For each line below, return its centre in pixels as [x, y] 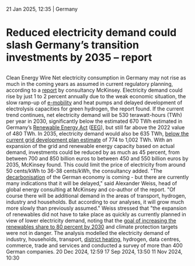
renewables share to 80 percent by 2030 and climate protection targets [92, 227]
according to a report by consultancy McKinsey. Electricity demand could [94, 90]
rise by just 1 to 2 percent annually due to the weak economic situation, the [96, 96]
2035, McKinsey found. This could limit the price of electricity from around [96, 164]
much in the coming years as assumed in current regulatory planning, [90, 84]
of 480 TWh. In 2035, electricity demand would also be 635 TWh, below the [97, 133]
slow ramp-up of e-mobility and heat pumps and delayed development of [94, 102]
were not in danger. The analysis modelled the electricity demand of [88, 233]
